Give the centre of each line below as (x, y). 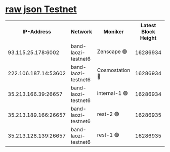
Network (81, 31)
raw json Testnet (41, 9)
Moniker (114, 31)
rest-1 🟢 (108, 135)
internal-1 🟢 (112, 93)
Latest (148, 25)
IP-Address (37, 31)
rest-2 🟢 (108, 114)
